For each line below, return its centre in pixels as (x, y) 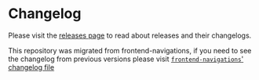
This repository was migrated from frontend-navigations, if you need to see (130, 50)
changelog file (31, 67)
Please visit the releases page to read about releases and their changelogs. (130, 35)
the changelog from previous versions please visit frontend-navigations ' (126, 59)
